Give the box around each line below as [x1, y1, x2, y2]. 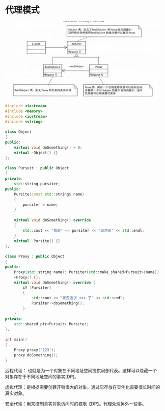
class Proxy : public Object [5, 254, 65, 259]
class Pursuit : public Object [5, 166, 69, 171]
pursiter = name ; [23, 202, 58, 207]
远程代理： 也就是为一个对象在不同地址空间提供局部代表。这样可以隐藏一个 [5, 367, 157, 373]
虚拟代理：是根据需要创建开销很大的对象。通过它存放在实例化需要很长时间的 [5, 384, 160, 390]
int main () [5, 337, 27, 342]
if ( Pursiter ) [23, 285, 52, 290]
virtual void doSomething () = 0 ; [14, 145, 82, 150]
